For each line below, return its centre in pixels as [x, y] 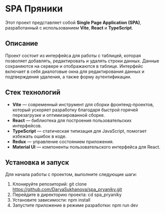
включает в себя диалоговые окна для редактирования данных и [75, 71]
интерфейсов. [27, 126]
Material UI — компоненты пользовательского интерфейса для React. [86, 147]
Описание [22, 44]
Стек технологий [33, 93]
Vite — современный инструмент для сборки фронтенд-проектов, [83, 104]
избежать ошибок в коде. [40, 136]
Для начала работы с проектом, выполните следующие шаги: [71, 175]
